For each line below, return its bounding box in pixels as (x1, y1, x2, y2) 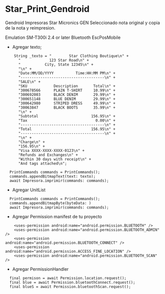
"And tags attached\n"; (18, 161, 67, 166)
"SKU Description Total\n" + (18, 84, 116, 88)
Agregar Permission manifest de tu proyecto (12, 213, 102, 219)
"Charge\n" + (18, 139, 45, 145)
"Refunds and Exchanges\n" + (18, 152, 78, 157)
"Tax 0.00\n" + (18, 118, 116, 123)
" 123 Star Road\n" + (18, 58, 90, 62)
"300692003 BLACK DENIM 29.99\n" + (18, 92, 116, 97)
